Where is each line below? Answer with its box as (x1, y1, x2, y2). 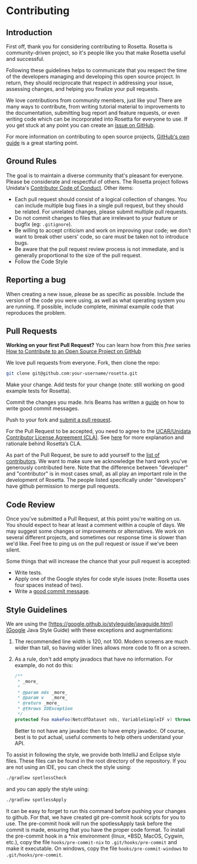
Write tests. (14, 569, 43, 576)
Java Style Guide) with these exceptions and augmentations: (26, 626, 174, 634)
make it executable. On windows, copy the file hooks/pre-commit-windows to (6, 845, 188, 852)
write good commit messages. (6, 405, 79, 412)
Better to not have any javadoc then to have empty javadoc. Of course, (14, 727, 186, 734)
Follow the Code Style (14, 258, 68, 265)
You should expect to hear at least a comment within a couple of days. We (6, 522, 186, 529)
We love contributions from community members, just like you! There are (6, 97, 182, 104)
